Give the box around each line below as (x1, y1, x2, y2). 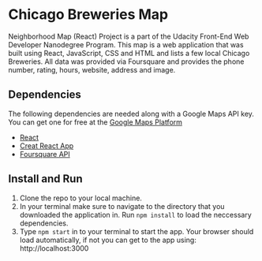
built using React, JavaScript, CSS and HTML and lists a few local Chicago (8, 48, 250, 58)
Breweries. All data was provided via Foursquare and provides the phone (8, 57, 245, 66)
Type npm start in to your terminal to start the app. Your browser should (19, 226, 254, 236)
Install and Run (8, 172, 83, 186)
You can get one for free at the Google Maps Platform (8, 117, 183, 127)
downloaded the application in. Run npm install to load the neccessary (19, 210, 253, 219)
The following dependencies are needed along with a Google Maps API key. (8, 109, 255, 118)
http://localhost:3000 (19, 243, 89, 253)
